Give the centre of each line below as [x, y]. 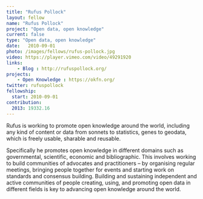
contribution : [24, 102]
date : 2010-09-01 [31, 46]
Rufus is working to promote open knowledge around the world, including [98, 125]
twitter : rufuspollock [35, 86]
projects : [19, 74]
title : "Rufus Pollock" [36, 12]
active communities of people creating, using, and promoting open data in [98, 183]
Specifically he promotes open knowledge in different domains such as [95, 150]
